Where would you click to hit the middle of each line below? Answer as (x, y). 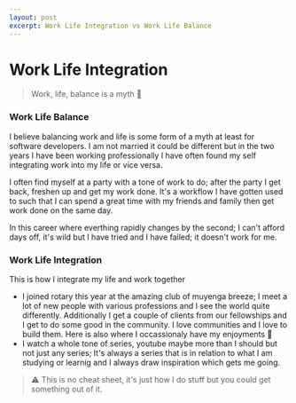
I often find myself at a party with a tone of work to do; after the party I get (145, 182)
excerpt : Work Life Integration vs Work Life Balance (111, 26)
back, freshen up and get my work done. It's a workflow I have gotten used (146, 191)
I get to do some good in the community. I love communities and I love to (155, 325)
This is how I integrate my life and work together (97, 280)
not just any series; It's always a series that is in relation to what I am (147, 353)
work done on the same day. (61, 210)
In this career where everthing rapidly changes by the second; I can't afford (147, 227)
